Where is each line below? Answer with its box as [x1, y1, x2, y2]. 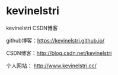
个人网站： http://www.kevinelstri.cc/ [6, 62, 97, 69]
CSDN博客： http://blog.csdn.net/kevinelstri [6, 49, 112, 57]
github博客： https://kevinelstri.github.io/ [6, 37, 105, 44]
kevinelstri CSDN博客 [6, 24, 58, 31]
